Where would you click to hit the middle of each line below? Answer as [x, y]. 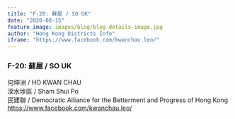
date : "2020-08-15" [36, 20]
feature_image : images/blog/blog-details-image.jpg [85, 27]
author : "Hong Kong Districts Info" [61, 33]
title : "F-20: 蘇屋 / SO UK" [49, 14]
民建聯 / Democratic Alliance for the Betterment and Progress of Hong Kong [118, 100]
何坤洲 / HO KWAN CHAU [44, 82]
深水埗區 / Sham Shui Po [43, 92]
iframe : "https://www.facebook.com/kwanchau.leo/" [84, 40]
